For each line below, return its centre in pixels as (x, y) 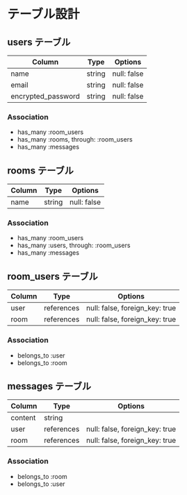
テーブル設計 (43, 14)
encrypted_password (45, 96)
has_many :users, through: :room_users (74, 245)
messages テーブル (49, 386)
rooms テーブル (41, 170)
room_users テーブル (53, 276)
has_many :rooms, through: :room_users (75, 140)
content (23, 418)
